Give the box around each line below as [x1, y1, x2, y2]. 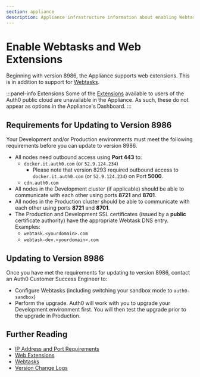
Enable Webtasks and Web [6, 40, 142, 54]
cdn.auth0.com [23, 180, 59, 186]
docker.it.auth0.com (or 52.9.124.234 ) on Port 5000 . [32, 173, 164, 180]
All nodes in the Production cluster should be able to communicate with [14, 198, 190, 205]
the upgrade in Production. [14, 312, 81, 319]
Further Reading [6, 329, 68, 339]
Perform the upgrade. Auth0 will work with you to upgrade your [14, 300, 171, 307]
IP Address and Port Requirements [14, 345, 100, 352]
